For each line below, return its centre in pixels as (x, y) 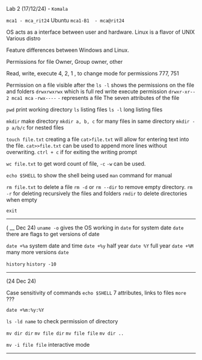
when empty (22, 200)
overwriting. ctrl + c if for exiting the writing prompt (72, 152)
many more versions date (38, 252)
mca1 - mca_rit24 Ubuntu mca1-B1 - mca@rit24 (66, 20)
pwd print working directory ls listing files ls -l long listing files (84, 110)
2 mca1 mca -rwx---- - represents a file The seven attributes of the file (93, 98)
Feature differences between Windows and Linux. (68, 50)
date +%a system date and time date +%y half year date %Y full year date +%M (100, 246)
